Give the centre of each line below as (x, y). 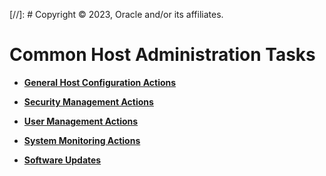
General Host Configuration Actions (100, 82)
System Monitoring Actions (82, 140)
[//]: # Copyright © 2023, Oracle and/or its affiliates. (116, 14)
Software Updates (62, 160)
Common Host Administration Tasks (162, 55)
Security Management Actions (88, 101)
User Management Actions (81, 121)
